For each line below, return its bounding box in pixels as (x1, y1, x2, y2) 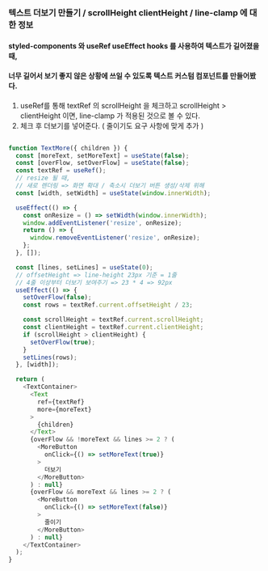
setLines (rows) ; (23, 353, 78, 362)
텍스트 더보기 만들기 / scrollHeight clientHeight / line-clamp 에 (8, 6, 248, 18)
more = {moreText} (37, 405, 92, 413)
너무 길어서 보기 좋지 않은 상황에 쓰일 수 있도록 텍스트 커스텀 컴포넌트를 (8, 71, 228, 81)
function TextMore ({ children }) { (8, 144, 128, 152)
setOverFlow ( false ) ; (23, 294, 92, 302)
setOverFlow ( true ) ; (29, 338, 95, 346)
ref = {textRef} (37, 398, 85, 406)
